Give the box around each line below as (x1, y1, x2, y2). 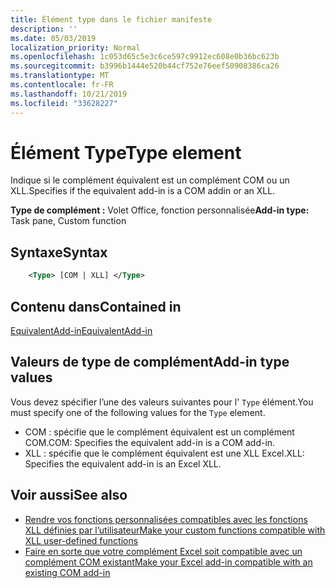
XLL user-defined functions (24, 534, 139, 546)
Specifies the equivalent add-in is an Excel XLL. (24, 457, 222, 470)
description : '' (10, 24, 78, 34)
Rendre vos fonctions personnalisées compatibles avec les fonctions (24, 513, 308, 525)
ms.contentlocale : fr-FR (10, 80, 114, 90)
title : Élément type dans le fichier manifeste (10, 14, 213, 25)
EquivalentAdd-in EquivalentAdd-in (10, 324, 153, 336)
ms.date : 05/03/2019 (10, 33, 97, 43)
